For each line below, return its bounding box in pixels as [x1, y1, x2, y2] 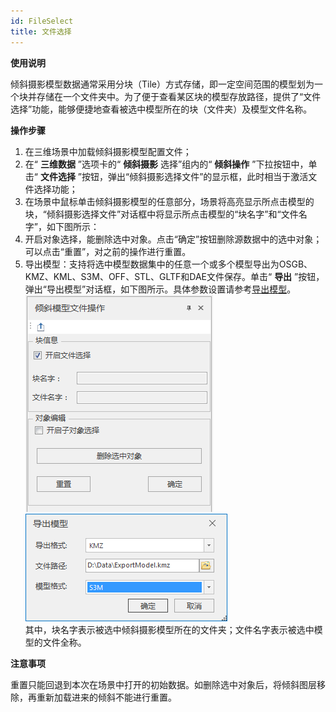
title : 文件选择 [10, 26, 72, 37]
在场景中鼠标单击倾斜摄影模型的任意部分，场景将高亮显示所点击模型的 [24, 195, 315, 207]
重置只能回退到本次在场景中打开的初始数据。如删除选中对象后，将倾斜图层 [10, 678, 317, 690]
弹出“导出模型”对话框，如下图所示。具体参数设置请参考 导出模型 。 [24, 283, 297, 295]
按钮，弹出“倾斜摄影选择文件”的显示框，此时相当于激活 [81, 170, 309, 182]
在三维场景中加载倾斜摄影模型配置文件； [24, 145, 192, 157]
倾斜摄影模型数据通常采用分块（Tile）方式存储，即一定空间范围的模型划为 [10, 78, 315, 90]
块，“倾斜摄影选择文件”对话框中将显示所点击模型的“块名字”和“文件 [24, 208, 299, 220]
